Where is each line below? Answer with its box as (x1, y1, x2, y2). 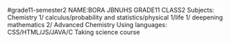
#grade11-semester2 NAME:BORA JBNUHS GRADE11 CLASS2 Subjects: (7, 6, 215, 14)
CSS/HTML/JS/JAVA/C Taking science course (7, 28, 141, 36)
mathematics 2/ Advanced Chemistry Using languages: (7, 21, 167, 28)
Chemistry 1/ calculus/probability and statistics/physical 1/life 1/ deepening (7, 13, 224, 21)
